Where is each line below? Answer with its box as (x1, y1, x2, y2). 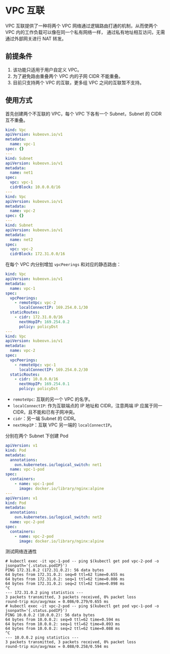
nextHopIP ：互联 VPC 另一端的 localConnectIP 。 (12, 422, 115, 428)
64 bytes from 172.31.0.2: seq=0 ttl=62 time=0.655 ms (5, 572, 125, 577)
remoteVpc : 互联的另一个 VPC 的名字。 (12, 396, 93, 402)
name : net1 (10, 170, 33, 175)
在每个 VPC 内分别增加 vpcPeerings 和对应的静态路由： (5, 261, 121, 268)
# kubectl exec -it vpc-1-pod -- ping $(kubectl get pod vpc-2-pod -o (5, 558, 159, 564)
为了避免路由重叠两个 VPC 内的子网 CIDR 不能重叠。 (12, 73, 123, 79)
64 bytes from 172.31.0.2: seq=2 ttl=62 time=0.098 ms (5, 581, 125, 586)
